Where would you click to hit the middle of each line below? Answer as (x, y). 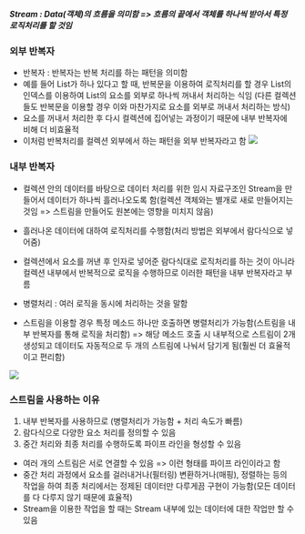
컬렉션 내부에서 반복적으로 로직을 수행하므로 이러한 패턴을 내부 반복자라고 (153, 272)
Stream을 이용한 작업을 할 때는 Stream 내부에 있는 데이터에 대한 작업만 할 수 (158, 509)
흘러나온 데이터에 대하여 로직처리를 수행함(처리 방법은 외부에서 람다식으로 (153, 230)
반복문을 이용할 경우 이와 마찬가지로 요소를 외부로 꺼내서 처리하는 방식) (165, 107)
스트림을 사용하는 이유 (55, 399)
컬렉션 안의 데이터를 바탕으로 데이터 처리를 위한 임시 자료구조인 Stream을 (152, 188)
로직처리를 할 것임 (41, 25)
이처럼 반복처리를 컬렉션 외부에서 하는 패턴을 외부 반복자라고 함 (134, 141)
